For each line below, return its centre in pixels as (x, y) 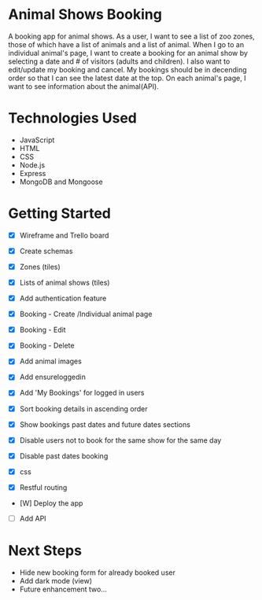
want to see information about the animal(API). (83, 86)
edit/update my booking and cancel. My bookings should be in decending (127, 69)
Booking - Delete (47, 346)
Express (33, 173)
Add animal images (51, 361)
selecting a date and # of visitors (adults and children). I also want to (119, 61)
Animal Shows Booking (85, 15)
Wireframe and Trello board (64, 235)
